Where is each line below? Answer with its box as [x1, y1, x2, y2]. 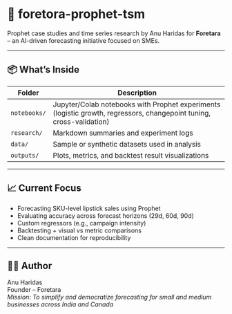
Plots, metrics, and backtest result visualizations [52, 150, 209, 160]
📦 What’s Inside [7, 64, 80, 75]
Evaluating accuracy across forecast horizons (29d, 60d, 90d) [17, 211, 195, 220]
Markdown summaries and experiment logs [52, 128, 193, 138]
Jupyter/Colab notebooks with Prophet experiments [52, 100, 221, 109]
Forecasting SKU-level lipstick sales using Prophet [17, 204, 161, 212]
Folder [17, 88, 39, 98]
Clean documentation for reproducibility [17, 233, 131, 241]
